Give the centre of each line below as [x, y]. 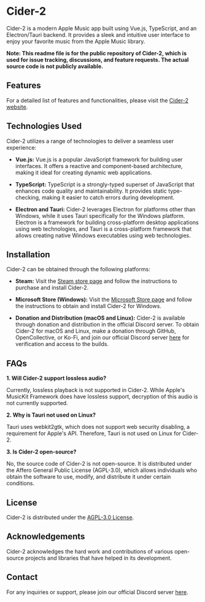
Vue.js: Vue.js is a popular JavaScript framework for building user [99, 159]
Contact [22, 577]
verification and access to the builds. [62, 344]
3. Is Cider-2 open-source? [41, 452]
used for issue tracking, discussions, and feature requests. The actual [98, 60]
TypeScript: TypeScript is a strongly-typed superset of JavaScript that [105, 184]
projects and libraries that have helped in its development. [99, 558]
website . [17, 107]
